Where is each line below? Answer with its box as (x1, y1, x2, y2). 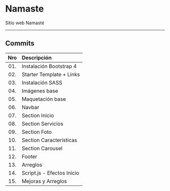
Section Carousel (22, 145, 63, 152)
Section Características (22, 136, 77, 144)
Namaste (5, 3, 44, 15)
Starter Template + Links (22, 71, 80, 78)
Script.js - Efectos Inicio (22, 169, 79, 176)
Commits (5, 39, 34, 48)
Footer (22, 153, 37, 160)
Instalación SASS (22, 79, 62, 86)
